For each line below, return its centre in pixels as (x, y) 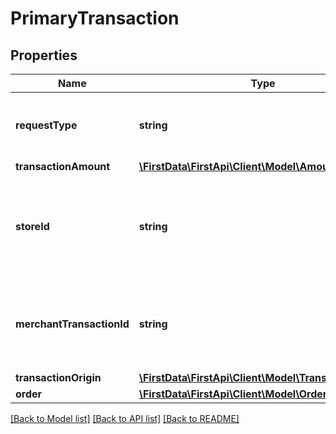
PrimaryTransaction (95, 18)
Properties (44, 55)
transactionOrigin (58, 377)
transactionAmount (63, 166)
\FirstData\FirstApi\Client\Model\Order (233, 394)
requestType (46, 125)
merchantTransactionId (72, 324)
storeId (32, 226)
